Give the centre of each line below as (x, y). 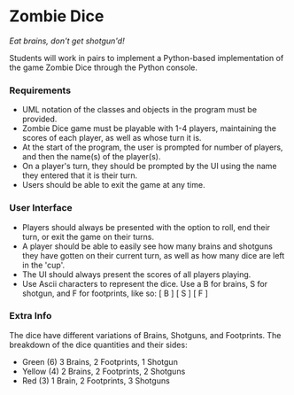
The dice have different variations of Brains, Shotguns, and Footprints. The (145, 335)
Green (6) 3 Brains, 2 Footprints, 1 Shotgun (100, 361)
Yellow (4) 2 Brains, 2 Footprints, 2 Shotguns (104, 371)
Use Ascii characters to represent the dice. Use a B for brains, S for (145, 283)
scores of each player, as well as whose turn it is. (112, 138)
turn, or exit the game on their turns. (88, 236)
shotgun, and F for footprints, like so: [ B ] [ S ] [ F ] (115, 293)
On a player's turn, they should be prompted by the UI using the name (149, 167)
